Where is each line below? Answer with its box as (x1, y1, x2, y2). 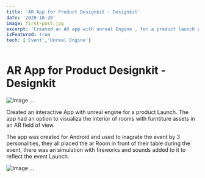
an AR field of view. (6, 121, 55, 129)
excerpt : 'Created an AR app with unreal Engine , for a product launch (6, 26, 195, 32)
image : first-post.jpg (6, 20, 64, 26)
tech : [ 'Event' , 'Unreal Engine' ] (6, 37, 92, 43)
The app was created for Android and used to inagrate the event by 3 (6, 133, 181, 140)
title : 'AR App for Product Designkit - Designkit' (6, 9, 140, 15)
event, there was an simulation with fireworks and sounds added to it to (6, 146, 186, 153)
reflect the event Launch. (6, 152, 70, 160)
